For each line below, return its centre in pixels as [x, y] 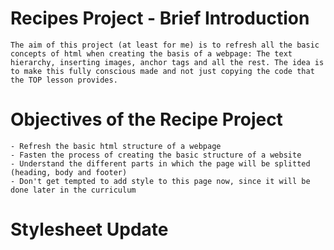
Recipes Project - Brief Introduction [160, 18]
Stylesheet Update [89, 229]
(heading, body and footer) [69, 172]
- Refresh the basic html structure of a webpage [116, 146]
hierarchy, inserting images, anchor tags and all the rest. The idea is [167, 62]
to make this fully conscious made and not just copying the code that [162, 71]
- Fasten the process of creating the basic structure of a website [156, 155]
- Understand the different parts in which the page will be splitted [160, 163]
